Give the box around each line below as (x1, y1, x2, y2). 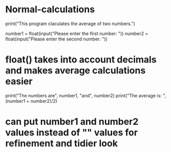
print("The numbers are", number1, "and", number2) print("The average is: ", (5, 92, 166, 98)
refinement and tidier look (5, 138, 118, 149)
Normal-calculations (5, 4, 95, 15)
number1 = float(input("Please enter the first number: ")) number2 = (5, 30, 148, 36)
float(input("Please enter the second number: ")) (5, 36, 108, 42)
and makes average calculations (5, 65, 146, 76)
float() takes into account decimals (5, 54, 157, 66)
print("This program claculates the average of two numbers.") (5, 20, 136, 27)
